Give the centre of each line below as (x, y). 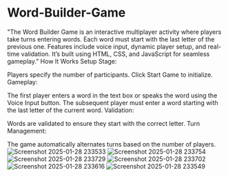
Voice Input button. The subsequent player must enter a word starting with (113, 102)
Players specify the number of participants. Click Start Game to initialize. (110, 75)
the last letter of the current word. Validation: (71, 110)
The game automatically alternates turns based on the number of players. (112, 144)
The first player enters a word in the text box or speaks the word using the (112, 95)
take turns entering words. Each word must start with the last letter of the (111, 39)
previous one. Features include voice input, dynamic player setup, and (107, 46)
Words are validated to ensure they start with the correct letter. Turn (104, 123)
